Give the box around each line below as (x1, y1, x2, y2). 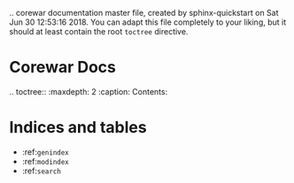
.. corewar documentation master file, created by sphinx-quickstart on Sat (9, 8, 279, 18)
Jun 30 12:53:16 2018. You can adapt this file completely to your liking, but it (9, 17, 287, 27)
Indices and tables (9, 118, 148, 138)
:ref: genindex (21, 146, 69, 157)
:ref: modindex (21, 156, 69, 166)
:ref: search (21, 165, 62, 176)
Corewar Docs (9, 57, 117, 78)
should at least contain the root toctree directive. (9, 27, 189, 36)
